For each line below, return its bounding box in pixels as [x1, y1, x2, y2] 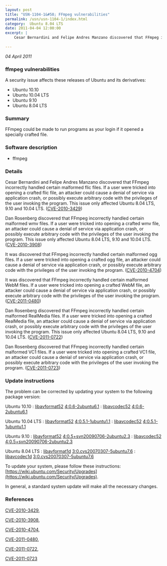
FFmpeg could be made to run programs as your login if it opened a [5, 126, 144, 132]
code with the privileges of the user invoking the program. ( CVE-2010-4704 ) [5, 267, 162, 273]
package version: [5, 394, 41, 400]
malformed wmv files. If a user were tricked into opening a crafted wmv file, [5, 220, 160, 226]
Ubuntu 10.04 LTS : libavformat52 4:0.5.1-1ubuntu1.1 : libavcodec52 [5, 419, 142, 425]
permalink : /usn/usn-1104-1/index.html [5, 16, 88, 21]
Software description [5, 144, 58, 151]
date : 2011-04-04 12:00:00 [5, 26, 61, 31]
